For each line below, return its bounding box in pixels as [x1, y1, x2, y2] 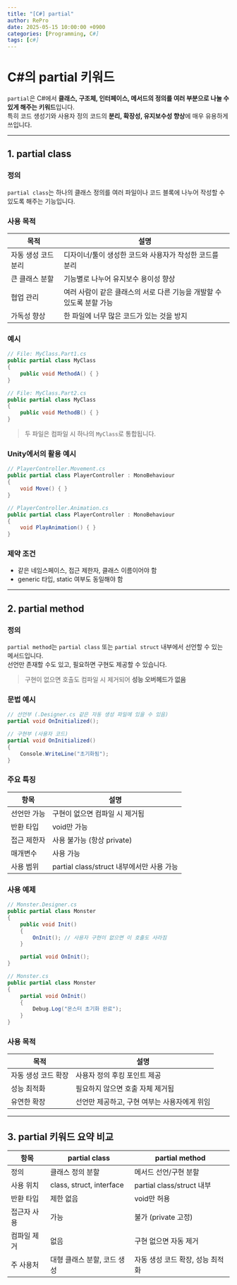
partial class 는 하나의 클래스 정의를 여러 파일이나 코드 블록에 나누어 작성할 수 [7, 188, 226, 197]
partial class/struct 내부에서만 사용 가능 [51, 861, 178, 871]
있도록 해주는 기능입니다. [7, 197, 75, 205]
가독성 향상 [11, 311, 46, 321]
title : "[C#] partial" [7, 10, 74, 18]
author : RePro [7, 17, 49, 24]
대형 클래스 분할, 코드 [50, 1255, 116, 1264]
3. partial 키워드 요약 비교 [7, 1131, 114, 1143]
